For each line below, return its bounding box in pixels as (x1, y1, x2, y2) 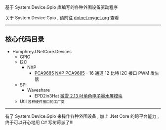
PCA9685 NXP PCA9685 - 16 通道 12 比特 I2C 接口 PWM (34, 70, 150, 76)
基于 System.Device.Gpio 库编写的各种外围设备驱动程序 (5, 4, 118, 10)
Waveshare (27, 87, 50, 93)
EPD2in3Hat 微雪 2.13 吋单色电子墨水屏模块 (34, 93, 123, 98)
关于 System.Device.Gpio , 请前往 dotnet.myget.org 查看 (5, 15, 120, 21)
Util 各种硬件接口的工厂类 (19, 98, 65, 104)
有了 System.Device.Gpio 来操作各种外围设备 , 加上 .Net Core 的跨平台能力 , (5, 113, 159, 119)
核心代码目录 (5, 35, 44, 43)
